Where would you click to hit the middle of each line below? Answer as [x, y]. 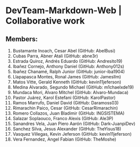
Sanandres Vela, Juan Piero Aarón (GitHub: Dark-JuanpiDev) [74, 123]
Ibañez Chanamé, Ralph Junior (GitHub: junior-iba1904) [69, 72]
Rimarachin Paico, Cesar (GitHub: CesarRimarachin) [65, 108]
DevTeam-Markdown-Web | [64, 11]
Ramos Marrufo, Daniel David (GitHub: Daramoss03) [66, 103]
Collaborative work [45, 21]
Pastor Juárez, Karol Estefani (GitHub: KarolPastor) [64, 98]
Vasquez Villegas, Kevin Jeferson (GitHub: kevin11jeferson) [72, 134]
